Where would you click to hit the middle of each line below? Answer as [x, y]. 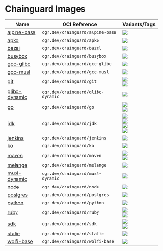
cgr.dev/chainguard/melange [74, 165]
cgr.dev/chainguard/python [73, 203]
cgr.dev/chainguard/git [69, 81]
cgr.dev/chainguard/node [71, 187]
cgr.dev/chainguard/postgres [75, 195]
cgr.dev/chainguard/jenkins [74, 138]
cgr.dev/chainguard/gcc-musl [75, 72]
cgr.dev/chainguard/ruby [71, 212]
